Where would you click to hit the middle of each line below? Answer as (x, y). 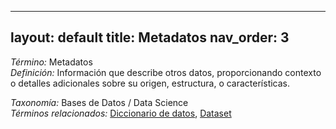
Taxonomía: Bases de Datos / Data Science (99, 102)
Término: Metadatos (51, 62)
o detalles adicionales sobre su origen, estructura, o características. (150, 83)
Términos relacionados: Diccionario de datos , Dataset (121, 113)
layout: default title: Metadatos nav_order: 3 (150, 37)
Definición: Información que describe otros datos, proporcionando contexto (166, 72)
